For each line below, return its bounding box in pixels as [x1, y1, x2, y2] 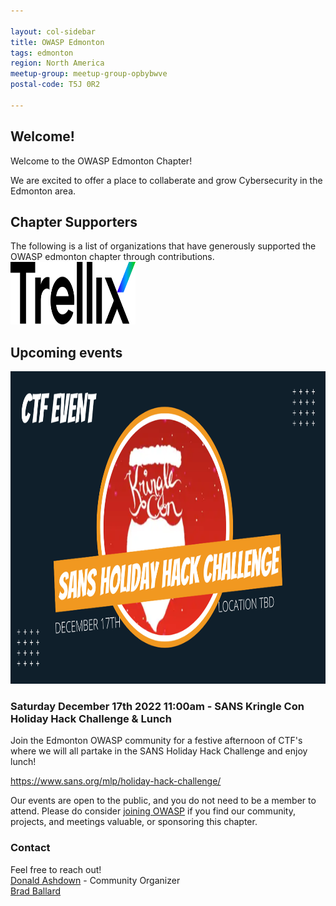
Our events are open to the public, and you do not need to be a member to [10, 795, 317, 807]
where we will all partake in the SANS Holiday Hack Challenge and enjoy [10, 745, 308, 757]
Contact [10, 841, 51, 855]
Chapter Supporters [10, 213, 138, 230]
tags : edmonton [10, 48, 74, 58]
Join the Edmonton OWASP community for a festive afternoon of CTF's [10, 735, 303, 747]
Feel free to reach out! [10, 863, 102, 875]
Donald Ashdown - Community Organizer [10, 874, 181, 886]
